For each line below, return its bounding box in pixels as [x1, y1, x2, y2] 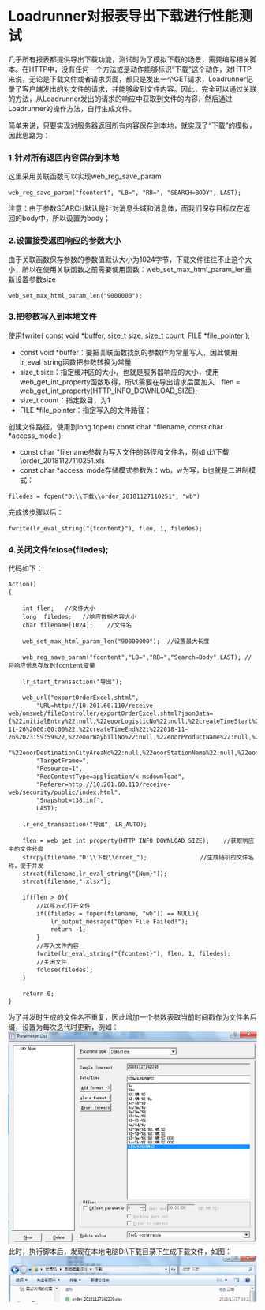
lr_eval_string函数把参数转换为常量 [19, 357, 132, 367]
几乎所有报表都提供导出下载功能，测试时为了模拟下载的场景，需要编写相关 [8, 54, 250, 64]
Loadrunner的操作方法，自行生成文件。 [8, 103, 136, 113]
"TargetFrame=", [36, 757, 90, 765]
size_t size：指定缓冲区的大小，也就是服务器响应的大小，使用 [19, 367, 219, 376]
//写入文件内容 [36, 942, 79, 950]
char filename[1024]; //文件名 [22, 621, 132, 630]
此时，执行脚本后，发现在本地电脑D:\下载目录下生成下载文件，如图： [8, 1246, 233, 1256]
